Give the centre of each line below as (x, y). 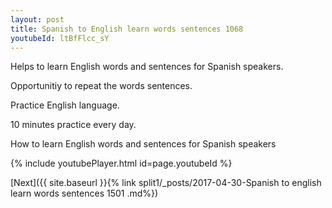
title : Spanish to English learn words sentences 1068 (127, 29)
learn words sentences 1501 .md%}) (84, 193)
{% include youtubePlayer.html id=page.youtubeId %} (121, 163)
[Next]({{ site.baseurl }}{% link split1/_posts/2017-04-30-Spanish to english (166, 183)
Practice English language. (65, 105)
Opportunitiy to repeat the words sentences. (101, 86)
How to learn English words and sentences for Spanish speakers (143, 144)
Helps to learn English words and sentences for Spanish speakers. (147, 67)
